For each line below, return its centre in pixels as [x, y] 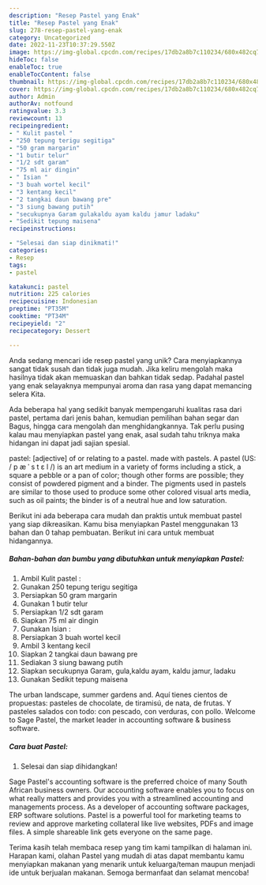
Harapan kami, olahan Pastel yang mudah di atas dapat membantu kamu [127, 856]
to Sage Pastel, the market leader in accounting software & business [120, 720]
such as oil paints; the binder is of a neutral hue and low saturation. [118, 500]
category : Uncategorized [50, 38]
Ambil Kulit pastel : [51, 579]
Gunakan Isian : [46, 629]
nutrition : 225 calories [50, 294]
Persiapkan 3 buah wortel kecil [70, 637]
